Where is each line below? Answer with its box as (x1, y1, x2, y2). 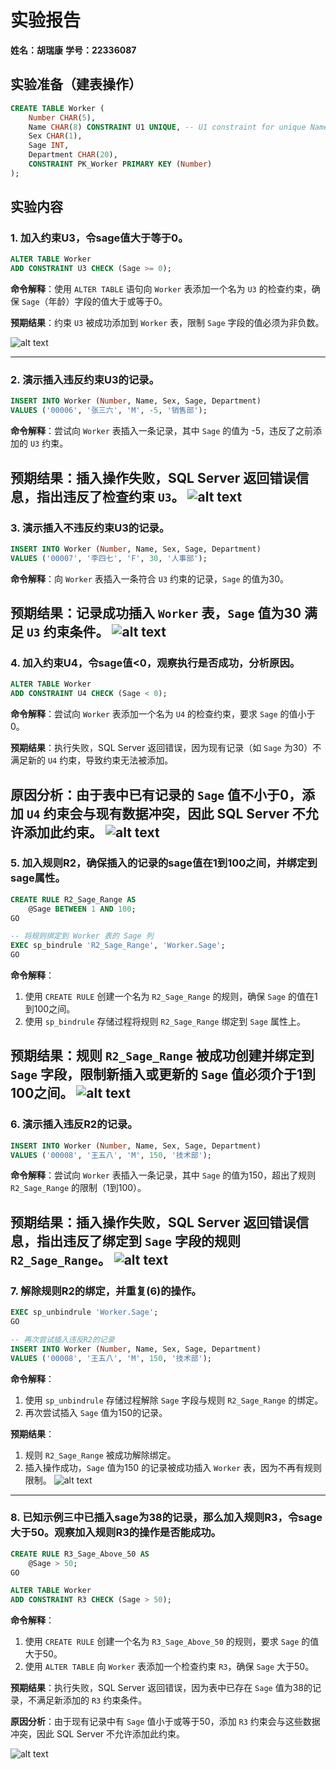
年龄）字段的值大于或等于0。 (48, 296, 168, 308)
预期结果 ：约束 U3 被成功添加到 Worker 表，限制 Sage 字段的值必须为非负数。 (10, 317, 325, 329)
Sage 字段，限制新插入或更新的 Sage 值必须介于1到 (10, 1066, 316, 1083)
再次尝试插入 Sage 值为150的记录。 (24, 1406, 168, 1418)
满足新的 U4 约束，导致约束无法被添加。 (10, 754, 174, 766)
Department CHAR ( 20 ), (28, 150, 118, 160)
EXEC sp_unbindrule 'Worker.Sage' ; (10, 1307, 159, 1318)
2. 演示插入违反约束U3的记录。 (10, 373, 160, 387)
